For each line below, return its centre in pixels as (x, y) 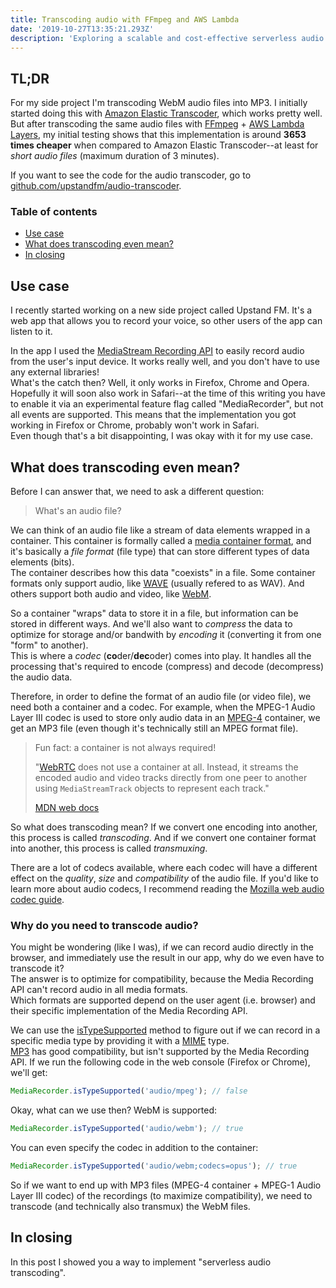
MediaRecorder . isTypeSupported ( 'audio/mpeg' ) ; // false (129, 1091)
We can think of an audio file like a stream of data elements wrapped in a (160, 530)
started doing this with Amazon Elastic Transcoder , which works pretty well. (166, 113)
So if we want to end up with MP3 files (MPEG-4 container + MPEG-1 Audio (166, 1185)
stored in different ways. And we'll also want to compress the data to (151, 624)
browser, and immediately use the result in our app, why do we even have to (167, 958)
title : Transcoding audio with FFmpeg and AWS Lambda (125, 19)
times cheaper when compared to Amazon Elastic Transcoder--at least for (164, 145)
